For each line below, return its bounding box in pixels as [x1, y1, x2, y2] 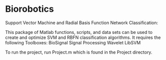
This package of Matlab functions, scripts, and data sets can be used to [5, 29, 153, 35]
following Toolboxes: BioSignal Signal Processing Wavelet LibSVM [5, 39, 141, 45]
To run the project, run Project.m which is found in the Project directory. [5, 49, 153, 55]
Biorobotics [5, 3, 54, 15]
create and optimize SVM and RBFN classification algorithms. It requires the [5, 34, 161, 40]
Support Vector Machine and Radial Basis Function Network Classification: [5, 20, 159, 26]
